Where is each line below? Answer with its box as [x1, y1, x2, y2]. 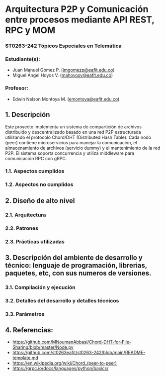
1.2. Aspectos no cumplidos [5, 181, 74, 188]
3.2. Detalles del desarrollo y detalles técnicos [5, 297, 119, 304]
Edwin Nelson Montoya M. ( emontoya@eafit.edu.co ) [12, 96, 120, 102]
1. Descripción [5, 110, 50, 119]
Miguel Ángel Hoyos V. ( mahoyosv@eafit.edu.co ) [12, 72, 113, 78]
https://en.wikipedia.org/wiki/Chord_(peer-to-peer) [12, 360, 117, 366]
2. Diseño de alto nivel [5, 196, 76, 205]
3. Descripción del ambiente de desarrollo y [5, 253, 143, 262]
